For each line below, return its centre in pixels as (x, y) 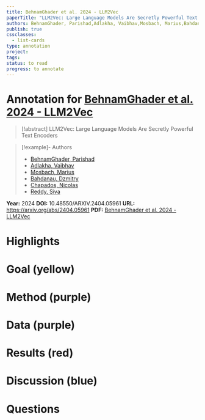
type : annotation (28, 46)
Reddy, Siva (45, 192)
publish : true (24, 29)
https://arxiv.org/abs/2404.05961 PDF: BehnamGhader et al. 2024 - (92, 210)
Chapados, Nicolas (54, 185)
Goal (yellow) (41, 269)
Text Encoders (39, 136)
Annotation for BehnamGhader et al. (100, 99)
